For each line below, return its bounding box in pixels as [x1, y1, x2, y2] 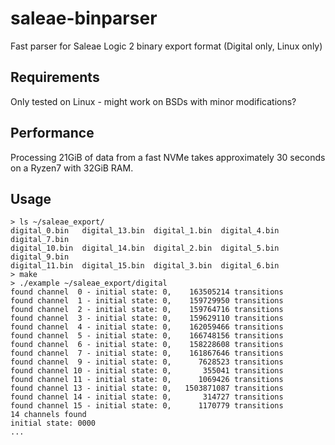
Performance [10, 125, 95, 142]
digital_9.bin [10, 252, 70, 262]
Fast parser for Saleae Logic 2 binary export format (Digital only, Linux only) [10, 40, 323, 52]
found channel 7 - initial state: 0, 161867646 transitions [10, 348, 284, 359]
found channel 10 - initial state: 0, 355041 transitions [10, 366, 284, 376]
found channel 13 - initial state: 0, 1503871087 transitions [10, 383, 284, 394]
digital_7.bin [10, 235, 70, 245]
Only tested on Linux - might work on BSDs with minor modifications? [10, 95, 297, 107]
